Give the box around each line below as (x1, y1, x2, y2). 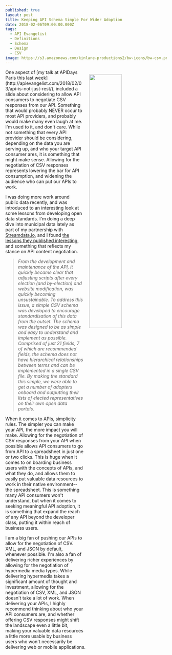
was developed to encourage (17, 308, 80, 314)
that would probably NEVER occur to (5, 107, 83, 114)
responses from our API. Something (5, 102, 81, 108)
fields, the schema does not (17, 351, 77, 358)
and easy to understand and (17, 329, 78, 335)
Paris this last (5, 75, 34, 81)
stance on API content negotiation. (5, 249, 78, 255)
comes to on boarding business (5, 459, 72, 465)
